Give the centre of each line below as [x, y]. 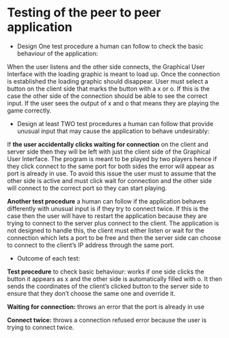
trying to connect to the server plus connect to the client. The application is [113, 223]
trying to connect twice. [41, 327]
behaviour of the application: [57, 53]
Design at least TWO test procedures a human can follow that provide [115, 123]
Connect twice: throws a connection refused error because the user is [107, 319]
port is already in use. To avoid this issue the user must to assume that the [112, 173]
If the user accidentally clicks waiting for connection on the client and [108, 144]
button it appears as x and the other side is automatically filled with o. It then [114, 278]
